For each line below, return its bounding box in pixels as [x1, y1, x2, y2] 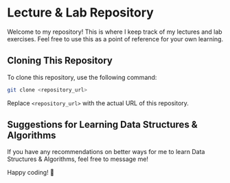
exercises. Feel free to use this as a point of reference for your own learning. [7, 34, 224, 43]
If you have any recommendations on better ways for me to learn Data [7, 148, 205, 156]
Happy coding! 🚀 [7, 169, 55, 177]
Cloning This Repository [7, 55, 113, 67]
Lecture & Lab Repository [7, 5, 154, 21]
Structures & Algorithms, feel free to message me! [7, 155, 149, 163]
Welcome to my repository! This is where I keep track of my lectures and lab [7, 28, 222, 36]
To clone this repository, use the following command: [7, 73, 157, 81]
